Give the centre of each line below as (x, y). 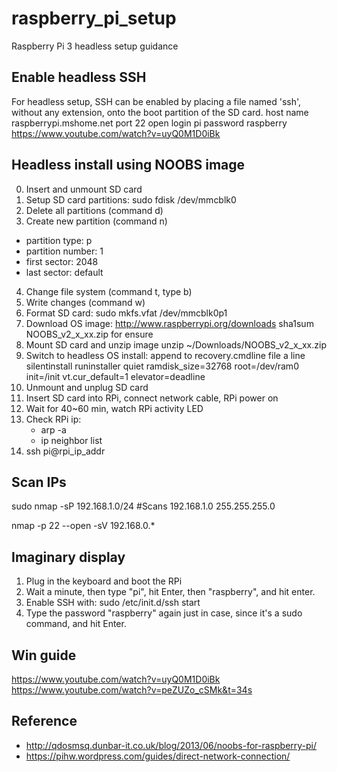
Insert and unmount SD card (84, 189)
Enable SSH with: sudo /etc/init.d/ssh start (113, 603)
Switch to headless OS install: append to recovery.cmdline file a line (165, 355)
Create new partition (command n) (96, 221)
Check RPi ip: (53, 419)
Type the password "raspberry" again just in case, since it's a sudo (164, 613)
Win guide (44, 655)
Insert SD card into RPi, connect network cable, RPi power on (152, 398)
